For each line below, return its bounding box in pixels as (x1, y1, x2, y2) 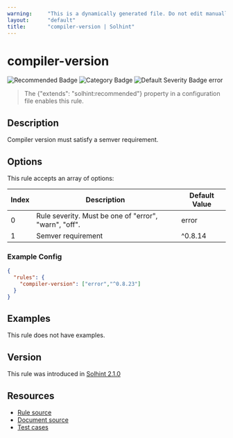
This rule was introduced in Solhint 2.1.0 (7, 370, 121, 378)
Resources (7, 390, 55, 402)
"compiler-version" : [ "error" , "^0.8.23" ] (19, 280, 141, 287)
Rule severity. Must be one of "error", (36, 211, 158, 220)
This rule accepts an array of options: (7, 174, 114, 182)
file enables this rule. (24, 97, 85, 105)
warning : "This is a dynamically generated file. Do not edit (7, 10, 203, 17)
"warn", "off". (36, 220, 81, 229)
